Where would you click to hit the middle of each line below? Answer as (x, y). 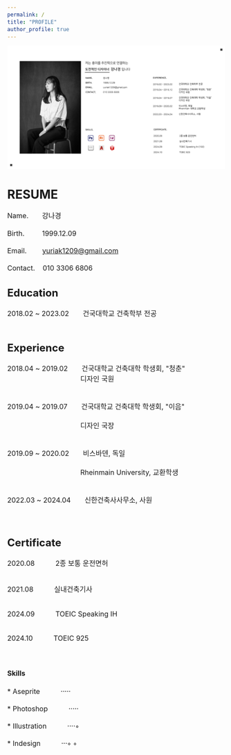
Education (33, 293)
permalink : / (26, 15)
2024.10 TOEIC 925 (48, 639)
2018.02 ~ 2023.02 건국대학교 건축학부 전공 (82, 314)
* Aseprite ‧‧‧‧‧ (39, 691)
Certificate (34, 543)
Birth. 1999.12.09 (42, 233)
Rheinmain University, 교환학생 (129, 472)
